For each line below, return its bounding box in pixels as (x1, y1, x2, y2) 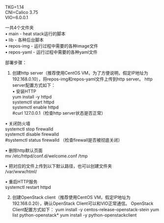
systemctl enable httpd (12, 104, 59, 110)
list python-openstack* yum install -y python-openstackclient (12, 212, 137, 218)
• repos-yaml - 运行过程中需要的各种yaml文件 (5, 49, 98, 55)
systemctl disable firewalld (5, 131, 59, 137)
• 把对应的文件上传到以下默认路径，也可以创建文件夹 (5, 163, 112, 169)
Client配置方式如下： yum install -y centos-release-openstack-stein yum (12, 207, 160, 212)
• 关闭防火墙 (5, 121, 30, 126)
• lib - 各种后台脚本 (5, 37, 44, 43)
